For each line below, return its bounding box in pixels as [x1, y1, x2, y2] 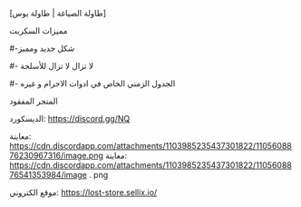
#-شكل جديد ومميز [9, 43, 75, 54]
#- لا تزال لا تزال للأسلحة [9, 61, 93, 71]
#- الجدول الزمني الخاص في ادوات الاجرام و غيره [9, 78, 176, 89]
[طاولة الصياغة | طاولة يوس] [9, 8, 107, 18]
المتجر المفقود [9, 95, 59, 106]
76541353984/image [9, 170, 88, 180]
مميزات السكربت [9, 25, 68, 35]
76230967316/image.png [9, 150, 104, 161]
